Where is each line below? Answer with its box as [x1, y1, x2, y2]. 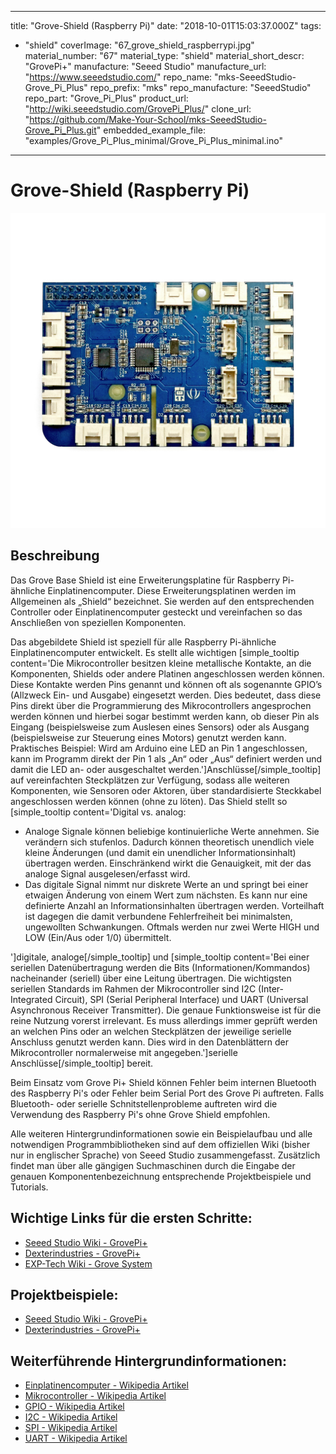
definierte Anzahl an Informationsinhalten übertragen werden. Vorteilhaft [24, 899, 325, 911]
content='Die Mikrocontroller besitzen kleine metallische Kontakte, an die [10, 657, 312, 669]
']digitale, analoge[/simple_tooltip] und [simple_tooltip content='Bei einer [10, 951, 310, 963]
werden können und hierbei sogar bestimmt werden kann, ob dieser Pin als [10, 710, 320, 722]
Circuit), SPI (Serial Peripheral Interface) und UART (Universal [54, 993, 309, 1005]
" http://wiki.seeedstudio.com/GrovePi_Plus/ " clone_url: [24, 103, 252, 115]
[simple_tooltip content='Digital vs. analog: [10, 806, 187, 818]
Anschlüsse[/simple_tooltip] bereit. [10, 1057, 154, 1069]
